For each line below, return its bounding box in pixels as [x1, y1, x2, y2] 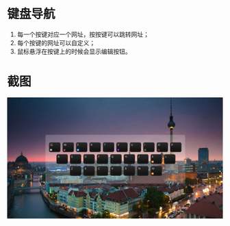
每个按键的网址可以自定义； [16, 38, 96, 47]
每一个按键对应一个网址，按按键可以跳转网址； [16, 30, 149, 38]
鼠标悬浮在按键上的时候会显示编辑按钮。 [16, 47, 131, 55]
